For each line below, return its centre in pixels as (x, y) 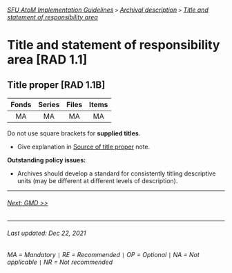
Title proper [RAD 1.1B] (56, 85)
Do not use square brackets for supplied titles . (74, 133)
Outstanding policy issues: (47, 160)
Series (49, 104)
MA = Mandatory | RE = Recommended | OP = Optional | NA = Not (104, 255)
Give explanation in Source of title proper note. (84, 147)
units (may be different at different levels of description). (97, 180)
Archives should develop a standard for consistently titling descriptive (116, 173)
